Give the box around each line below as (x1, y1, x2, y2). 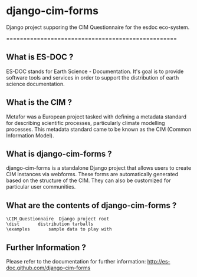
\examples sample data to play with (6, 226, 112, 232)
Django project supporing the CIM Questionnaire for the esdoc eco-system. (6, 24, 190, 31)
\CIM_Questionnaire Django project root (6, 216, 110, 222)
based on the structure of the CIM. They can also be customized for (6, 177, 171, 184)
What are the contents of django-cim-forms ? (6, 200, 177, 210)
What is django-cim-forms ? (6, 149, 112, 159)
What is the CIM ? (6, 97, 73, 107)
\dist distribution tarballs (6, 221, 94, 227)
